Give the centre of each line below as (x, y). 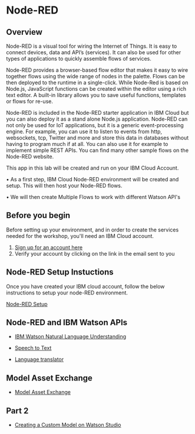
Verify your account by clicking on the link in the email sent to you (95, 253)
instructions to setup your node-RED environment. (67, 293)
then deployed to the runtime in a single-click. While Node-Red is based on (97, 82)
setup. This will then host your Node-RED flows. (64, 185)
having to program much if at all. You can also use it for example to (87, 144)
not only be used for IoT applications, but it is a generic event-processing (95, 125)
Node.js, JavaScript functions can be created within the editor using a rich (96, 89)
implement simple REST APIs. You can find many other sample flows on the (97, 150)
